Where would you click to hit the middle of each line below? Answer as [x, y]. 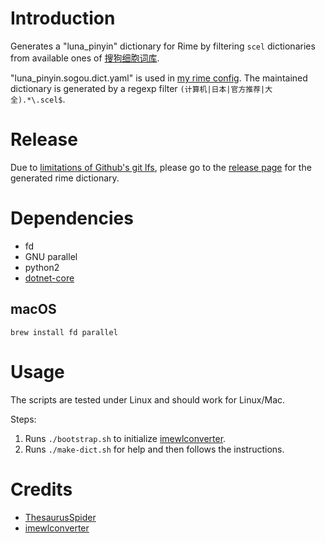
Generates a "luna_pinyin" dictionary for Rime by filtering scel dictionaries [163, 46]
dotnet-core [49, 278]
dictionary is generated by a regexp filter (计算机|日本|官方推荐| [138, 88]
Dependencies [72, 218]
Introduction [63, 18]
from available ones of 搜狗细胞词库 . [85, 58]
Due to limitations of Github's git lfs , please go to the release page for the [161, 167]
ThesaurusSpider [60, 517]
